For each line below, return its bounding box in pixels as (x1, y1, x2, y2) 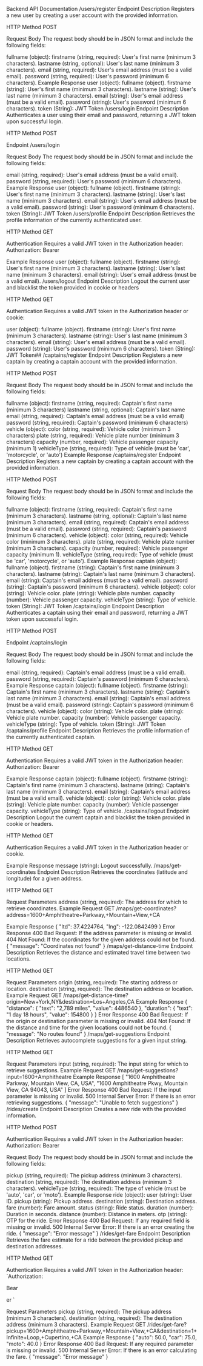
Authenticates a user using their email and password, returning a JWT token (6, 112, 196, 118)
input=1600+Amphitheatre (6, 1074, 72, 1080)
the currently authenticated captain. (6, 734, 96, 740)
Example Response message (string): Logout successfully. (6, 862, 153, 869)
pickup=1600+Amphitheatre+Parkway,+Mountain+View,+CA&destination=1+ (6, 1327, 198, 1334)
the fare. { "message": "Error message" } (6, 1353, 108, 1360)
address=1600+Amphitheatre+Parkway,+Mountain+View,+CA (6, 911, 161, 918)
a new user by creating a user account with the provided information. (6, 12, 179, 19)
